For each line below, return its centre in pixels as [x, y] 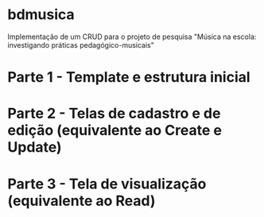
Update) [35, 147]
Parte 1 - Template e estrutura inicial [129, 77]
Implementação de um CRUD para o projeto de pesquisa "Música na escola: [132, 37]
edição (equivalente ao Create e [115, 131]
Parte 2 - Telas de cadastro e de [114, 114]
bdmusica [41, 15]
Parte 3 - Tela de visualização [107, 184]
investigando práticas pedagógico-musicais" [81, 45]
